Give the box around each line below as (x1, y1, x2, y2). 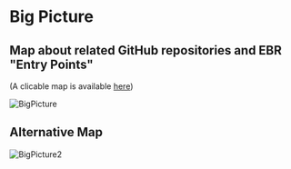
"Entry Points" (9, 56, 94, 72)
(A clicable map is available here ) (9, 81, 134, 92)
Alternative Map (9, 124, 103, 140)
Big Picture (9, 6, 94, 27)
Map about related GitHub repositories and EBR (9, 43, 282, 58)
